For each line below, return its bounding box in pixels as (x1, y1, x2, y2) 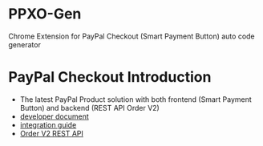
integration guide (19, 120, 77, 129)
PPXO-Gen (8, 5, 82, 23)
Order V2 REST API (19, 128, 84, 138)
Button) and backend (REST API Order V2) (19, 103, 160, 112)
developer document (19, 112, 90, 121)
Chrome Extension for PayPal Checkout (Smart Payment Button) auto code (8, 31, 255, 41)
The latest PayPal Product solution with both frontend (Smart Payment (19, 94, 253, 104)
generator (8, 39, 42, 49)
